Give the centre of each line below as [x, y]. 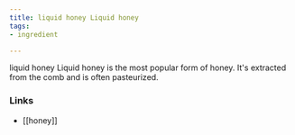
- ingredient [34, 34]
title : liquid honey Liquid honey [74, 18]
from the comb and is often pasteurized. [84, 77]
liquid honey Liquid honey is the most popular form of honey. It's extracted [148, 67]
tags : [19, 26]
